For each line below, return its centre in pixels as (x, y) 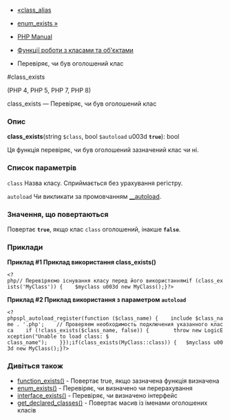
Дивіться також (35, 366)
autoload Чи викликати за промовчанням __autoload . (84, 196)
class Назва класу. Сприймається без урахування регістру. (95, 183)
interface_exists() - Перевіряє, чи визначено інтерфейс (97, 396)
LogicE (214, 331)
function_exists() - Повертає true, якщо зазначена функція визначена (118, 381)
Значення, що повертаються (58, 214)
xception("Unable (32, 337)
